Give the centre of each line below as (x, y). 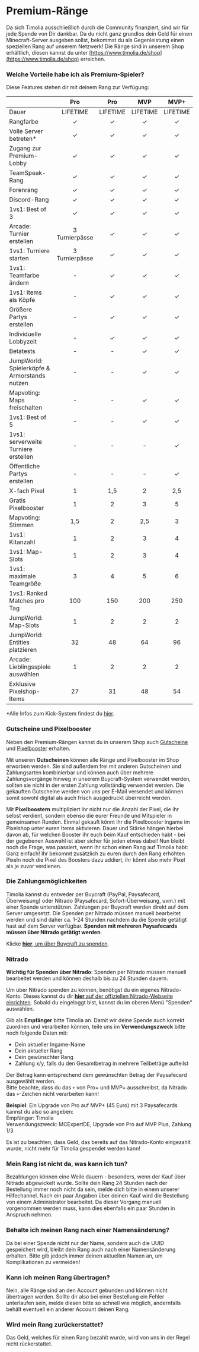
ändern (19, 283)
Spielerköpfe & (30, 368)
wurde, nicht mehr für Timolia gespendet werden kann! (73, 1149)
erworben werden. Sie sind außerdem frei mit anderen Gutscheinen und (94, 766)
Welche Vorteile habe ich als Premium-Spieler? (75, 74)
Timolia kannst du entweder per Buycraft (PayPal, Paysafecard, (84, 894)
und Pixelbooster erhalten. (38, 748)
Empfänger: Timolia (30, 1118)
